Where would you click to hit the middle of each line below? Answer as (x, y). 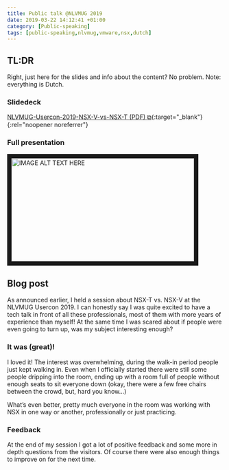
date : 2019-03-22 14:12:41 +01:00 (57, 20)
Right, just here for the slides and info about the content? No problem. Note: (114, 77)
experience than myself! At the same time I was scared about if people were (114, 322)
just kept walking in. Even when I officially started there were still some (107, 369)
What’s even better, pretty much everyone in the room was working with (109, 404)
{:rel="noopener (30, 125)
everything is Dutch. (36, 85)
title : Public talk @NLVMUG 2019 (55, 13)
